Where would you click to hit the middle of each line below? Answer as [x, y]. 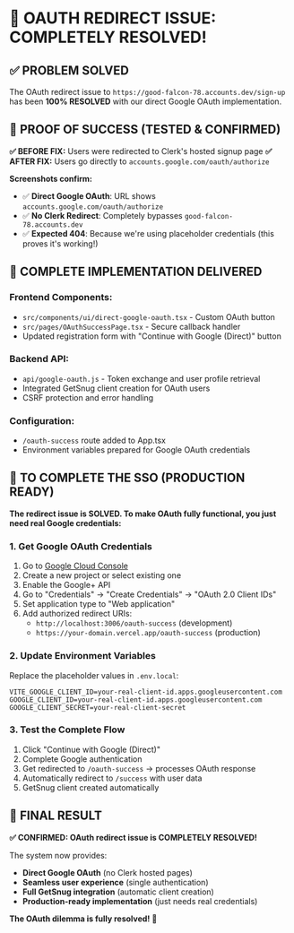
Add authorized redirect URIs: [77, 614]
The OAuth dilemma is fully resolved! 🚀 [83, 919]
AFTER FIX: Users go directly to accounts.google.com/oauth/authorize [139, 161]
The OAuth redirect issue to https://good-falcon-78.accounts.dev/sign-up [147, 92]
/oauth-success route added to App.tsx [94, 441]
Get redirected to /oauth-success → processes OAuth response [139, 768]
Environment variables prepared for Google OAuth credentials [136, 450]
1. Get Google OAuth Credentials [81, 546]
